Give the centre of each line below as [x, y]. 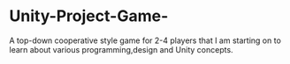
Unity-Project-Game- [89, 16]
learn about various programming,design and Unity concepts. [121, 49]
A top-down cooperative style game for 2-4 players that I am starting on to [145, 40]
